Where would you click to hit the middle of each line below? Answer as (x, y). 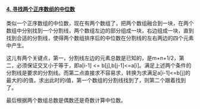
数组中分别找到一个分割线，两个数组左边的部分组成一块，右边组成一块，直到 (100, 31)
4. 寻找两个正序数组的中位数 (41, 9)
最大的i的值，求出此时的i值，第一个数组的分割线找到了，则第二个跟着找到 (96, 81)
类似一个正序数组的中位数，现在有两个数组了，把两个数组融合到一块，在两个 (100, 23)
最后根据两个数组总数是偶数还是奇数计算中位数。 (66, 100)
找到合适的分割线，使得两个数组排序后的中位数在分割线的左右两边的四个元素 (100, 38)
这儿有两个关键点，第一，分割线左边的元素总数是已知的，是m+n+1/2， (93, 58)
